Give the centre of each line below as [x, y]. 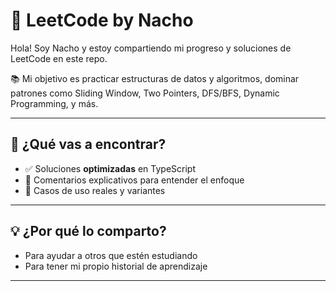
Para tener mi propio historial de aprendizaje [116, 266]
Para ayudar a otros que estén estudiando [111, 255]
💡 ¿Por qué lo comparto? [88, 231]
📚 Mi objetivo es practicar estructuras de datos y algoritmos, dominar [155, 78]
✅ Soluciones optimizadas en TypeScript [110, 168]
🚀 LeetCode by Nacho [102, 20]
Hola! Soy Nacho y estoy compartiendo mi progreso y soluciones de [151, 48]
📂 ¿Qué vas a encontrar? [88, 144]
